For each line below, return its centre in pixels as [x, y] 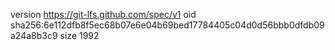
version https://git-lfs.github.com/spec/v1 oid [103, 14]
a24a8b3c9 [34, 35]
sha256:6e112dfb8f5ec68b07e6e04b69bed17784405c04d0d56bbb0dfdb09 [167, 25]
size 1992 [79, 35]
